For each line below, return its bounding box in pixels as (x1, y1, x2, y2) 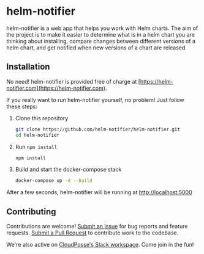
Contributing (6, 206, 56, 217)
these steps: (6, 103, 38, 110)
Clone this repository (15, 114, 69, 122)
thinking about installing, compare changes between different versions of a (6, 37, 196, 45)
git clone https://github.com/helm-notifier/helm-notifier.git (15, 126, 181, 132)
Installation (6, 62, 50, 72)
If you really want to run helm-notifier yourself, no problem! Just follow (6, 96, 185, 103)
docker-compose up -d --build (15, 178, 93, 184)
